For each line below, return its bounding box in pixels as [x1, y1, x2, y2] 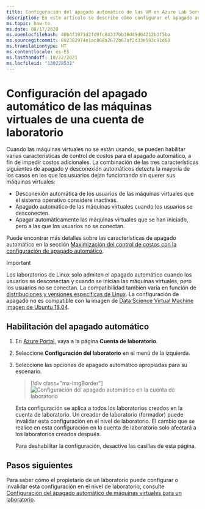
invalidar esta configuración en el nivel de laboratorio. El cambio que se [15, 417, 195, 425]
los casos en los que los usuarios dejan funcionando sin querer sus [6, 172, 176, 179]
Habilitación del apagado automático [6, 321, 149, 332]
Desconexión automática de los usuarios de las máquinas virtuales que [15, 190, 194, 198]
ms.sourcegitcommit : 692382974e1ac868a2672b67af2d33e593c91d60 [6, 37, 171, 43]
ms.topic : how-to [6, 20, 51, 26]
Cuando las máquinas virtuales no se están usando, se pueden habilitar [6, 146, 186, 153]
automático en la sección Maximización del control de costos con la [6, 241, 177, 248]
